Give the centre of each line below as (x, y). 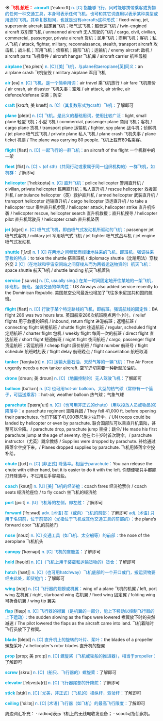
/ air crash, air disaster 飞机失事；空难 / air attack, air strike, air (68, 89)
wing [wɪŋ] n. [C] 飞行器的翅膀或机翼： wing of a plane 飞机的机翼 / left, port (81, 589)
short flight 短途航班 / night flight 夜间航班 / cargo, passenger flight (89, 339)
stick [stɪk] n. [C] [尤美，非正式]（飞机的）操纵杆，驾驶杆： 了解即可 (73, 693)
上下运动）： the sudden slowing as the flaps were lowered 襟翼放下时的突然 (80, 617)
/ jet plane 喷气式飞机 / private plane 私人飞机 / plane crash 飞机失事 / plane (81, 134)
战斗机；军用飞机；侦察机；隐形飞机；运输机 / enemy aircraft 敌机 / (85, 50)
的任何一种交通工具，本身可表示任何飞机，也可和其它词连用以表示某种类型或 (81, 14)
